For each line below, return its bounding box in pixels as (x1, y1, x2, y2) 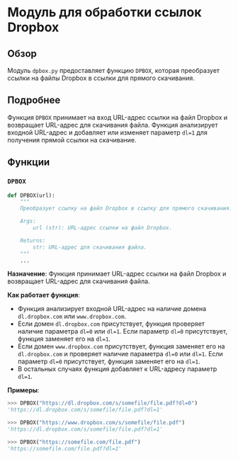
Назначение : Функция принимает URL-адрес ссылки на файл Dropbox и (7, 270, 227, 278)
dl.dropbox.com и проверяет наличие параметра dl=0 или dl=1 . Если (17, 350, 223, 358)
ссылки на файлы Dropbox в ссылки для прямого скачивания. (7, 74, 195, 82)
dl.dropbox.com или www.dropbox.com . (17, 312, 126, 321)
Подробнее (7, 94, 61, 106)
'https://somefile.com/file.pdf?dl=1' (7, 445, 122, 452)
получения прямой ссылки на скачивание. (7, 135, 137, 144)
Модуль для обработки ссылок (7, 4, 202, 21)
